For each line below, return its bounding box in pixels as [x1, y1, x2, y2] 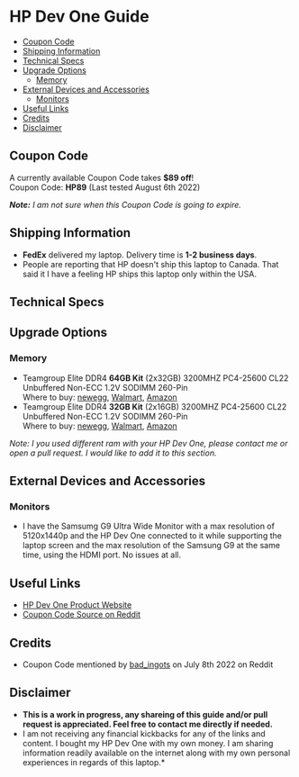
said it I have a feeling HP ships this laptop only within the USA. [22, 268, 257, 279]
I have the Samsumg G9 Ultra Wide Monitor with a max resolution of [22, 520, 275, 532]
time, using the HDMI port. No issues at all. [22, 549, 182, 560]
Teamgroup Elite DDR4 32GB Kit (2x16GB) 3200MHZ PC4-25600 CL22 [22, 401, 287, 411]
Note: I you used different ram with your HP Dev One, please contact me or [9, 438, 288, 448]
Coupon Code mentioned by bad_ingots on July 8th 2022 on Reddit [22, 659, 274, 670]
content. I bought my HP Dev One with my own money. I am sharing [22, 737, 274, 748]
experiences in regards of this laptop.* [22, 756, 166, 767]
